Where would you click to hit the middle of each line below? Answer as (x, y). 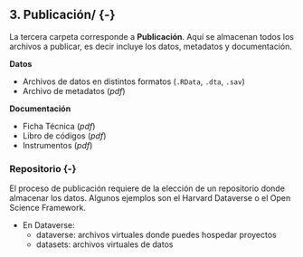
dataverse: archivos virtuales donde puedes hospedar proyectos (156, 235)
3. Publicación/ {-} (62, 15)
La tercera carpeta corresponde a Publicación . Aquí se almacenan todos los (151, 36)
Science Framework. (47, 208)
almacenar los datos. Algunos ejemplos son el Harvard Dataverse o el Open (150, 198)
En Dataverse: (48, 225)
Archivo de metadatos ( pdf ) (74, 90)
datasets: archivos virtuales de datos (104, 244)
